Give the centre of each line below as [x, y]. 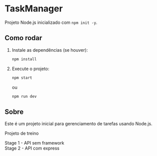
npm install [24, 59]
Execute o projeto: [31, 69]
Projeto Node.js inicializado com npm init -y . [51, 22]
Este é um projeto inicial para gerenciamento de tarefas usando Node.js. [78, 124]
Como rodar [24, 38]
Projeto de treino [22, 133]
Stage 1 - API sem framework [35, 143]
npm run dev [24, 96]
